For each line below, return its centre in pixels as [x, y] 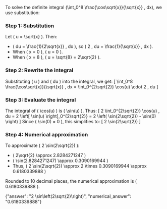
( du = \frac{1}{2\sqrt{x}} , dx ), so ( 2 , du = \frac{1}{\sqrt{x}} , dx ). [83, 46]
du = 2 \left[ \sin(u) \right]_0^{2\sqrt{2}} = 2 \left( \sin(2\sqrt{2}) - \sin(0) [81, 116]
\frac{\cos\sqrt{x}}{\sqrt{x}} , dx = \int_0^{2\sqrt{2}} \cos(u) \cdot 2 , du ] [82, 87]
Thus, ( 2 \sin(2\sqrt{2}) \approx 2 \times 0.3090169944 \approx [80, 166]
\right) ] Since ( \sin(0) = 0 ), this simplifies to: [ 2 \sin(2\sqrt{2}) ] [73, 121]
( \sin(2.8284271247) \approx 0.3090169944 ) [60, 161]
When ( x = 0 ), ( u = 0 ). [38, 52]
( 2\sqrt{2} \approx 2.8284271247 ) [49, 155]
